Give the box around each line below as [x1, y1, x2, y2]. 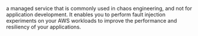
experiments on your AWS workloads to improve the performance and [6, 17, 177, 24]
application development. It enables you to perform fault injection [6, 11, 166, 18]
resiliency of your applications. [6, 23, 81, 30]
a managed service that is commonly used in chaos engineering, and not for [6, 5, 193, 12]
